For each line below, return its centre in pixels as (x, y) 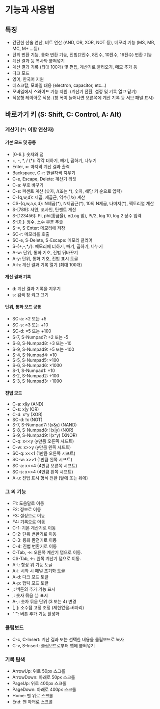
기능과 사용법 (30, 10)
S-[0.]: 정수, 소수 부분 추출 (38, 222)
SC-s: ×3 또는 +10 (30, 325)
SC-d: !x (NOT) (27, 420)
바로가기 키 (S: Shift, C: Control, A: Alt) (63, 115)
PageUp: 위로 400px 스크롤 (39, 683)
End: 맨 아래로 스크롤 (32, 702)
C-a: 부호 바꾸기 (28, 185)
